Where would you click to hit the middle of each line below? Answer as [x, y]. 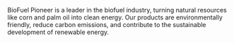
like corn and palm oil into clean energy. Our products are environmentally [115, 17]
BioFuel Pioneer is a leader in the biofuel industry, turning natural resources [117, 10]
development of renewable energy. [58, 32]
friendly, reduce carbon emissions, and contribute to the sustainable [107, 25]
